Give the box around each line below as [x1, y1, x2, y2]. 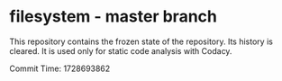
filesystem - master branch [9, 6, 218, 27]
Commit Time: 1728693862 [9, 63, 111, 74]
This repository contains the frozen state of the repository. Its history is [9, 36, 273, 47]
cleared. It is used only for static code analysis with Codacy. [9, 45, 232, 56]
